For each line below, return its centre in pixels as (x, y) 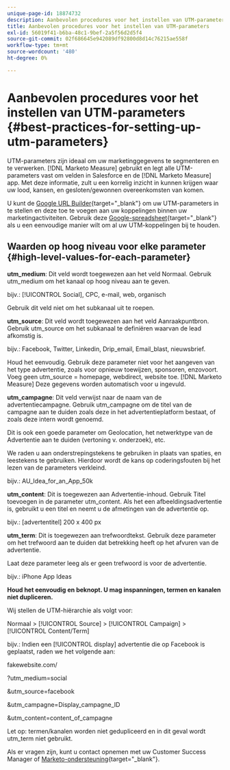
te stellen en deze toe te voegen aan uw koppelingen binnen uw (97, 210)
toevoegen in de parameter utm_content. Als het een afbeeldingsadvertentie (115, 501)
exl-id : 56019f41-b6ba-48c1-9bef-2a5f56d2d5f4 (75, 33)
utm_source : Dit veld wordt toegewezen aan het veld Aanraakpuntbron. (108, 321)
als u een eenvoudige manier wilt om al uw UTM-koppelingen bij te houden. (114, 225)
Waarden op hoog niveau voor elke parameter (107, 246)
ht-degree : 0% (27, 58)
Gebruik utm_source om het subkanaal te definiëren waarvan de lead (104, 328)
